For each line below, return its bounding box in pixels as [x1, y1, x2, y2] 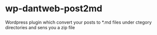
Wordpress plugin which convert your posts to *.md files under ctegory [5, 19, 152, 25]
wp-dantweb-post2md [5, 3, 103, 14]
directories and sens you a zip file [5, 24, 75, 30]
